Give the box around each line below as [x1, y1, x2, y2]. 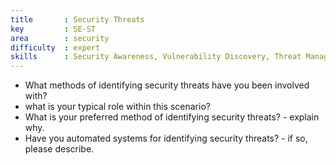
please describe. [24, 143, 95, 155]
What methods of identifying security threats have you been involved [24, 79, 310, 91]
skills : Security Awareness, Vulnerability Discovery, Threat [10, 52, 302, 62]
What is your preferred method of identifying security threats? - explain [24, 111, 320, 123]
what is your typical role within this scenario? [24, 101, 211, 113]
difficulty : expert [10, 42, 101, 53]
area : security [10, 33, 110, 43]
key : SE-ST [10, 24, 97, 34]
